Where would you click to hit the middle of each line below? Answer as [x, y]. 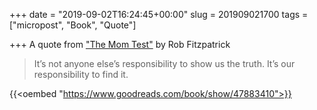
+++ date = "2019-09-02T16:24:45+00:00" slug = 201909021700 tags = [159, 14]
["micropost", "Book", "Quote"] [73, 25]
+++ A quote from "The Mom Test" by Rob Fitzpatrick [120, 44]
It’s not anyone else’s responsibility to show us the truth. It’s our [164, 63]
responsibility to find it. [81, 74]
